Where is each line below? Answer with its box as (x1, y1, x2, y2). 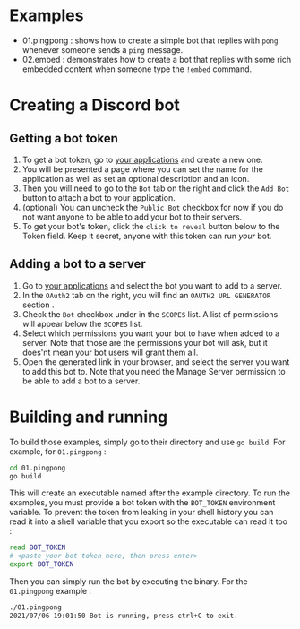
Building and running (9, 407, 168, 427)
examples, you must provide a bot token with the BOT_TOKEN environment (9, 497, 276, 508)
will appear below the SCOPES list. (21, 318, 143, 329)
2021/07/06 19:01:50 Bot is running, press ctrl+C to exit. (9, 611, 239, 620)
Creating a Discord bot (9, 95, 181, 116)
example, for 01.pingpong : (9, 445, 107, 457)
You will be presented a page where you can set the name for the (21, 163, 264, 175)
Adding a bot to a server (9, 256, 146, 271)
